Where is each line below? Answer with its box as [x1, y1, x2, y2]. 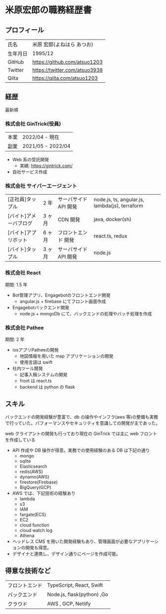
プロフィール [5, 26, 44, 34]
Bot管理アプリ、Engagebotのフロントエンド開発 [12, 292, 111, 298]
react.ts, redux [93, 233, 127, 240]
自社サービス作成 [12, 169, 47, 175]
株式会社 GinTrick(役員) [5, 120, 61, 127]
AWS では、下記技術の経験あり [12, 490, 76, 496]
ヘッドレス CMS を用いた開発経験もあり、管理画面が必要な [12, 538, 133, 544]
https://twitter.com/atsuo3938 [32, 67, 103, 73]
